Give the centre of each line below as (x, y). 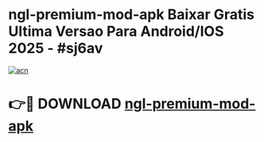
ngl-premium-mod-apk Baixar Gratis (131, 15)
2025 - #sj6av (56, 48)
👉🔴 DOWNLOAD (65, 104)
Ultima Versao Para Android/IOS (116, 31)
